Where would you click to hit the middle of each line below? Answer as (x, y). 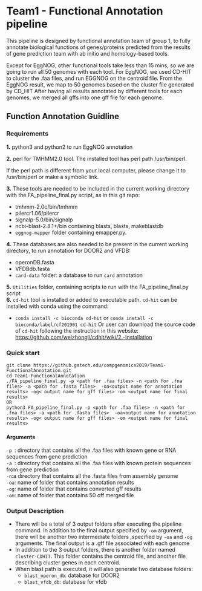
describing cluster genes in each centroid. (68, 563)
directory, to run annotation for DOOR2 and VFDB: (69, 250)
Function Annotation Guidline (63, 116)
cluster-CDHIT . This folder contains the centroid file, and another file (100, 556)
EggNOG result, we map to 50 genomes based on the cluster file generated (100, 84)
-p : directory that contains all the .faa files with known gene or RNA (91, 450)
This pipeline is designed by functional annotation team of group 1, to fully (98, 41)
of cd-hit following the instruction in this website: (77, 330)
